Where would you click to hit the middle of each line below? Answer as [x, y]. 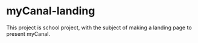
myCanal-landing [51, 11]
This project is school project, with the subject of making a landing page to [99, 27]
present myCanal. [28, 33]
